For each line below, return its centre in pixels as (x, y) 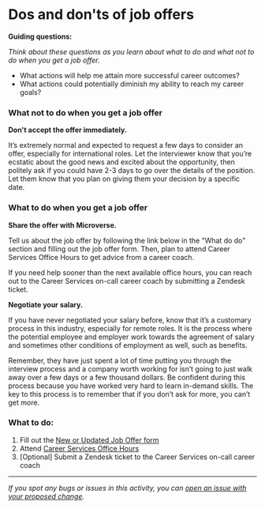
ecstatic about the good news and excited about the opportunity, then (121, 162)
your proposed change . (47, 496)
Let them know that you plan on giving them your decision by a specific (124, 179)
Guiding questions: (40, 36)
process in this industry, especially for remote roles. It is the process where (130, 328)
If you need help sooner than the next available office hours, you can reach (130, 272)
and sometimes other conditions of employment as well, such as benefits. (128, 345)
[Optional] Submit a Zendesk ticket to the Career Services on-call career (137, 457)
